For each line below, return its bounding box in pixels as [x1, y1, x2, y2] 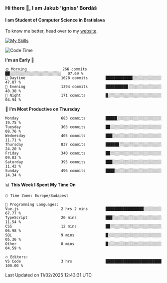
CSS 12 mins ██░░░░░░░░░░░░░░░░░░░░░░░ [5, 224, 162, 229]
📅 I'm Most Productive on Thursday [5, 106, 80, 112]
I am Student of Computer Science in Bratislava [5, 17, 105, 23]
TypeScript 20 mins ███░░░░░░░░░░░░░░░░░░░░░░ [5, 215, 162, 220]
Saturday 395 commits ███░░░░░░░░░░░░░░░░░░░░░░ [5, 159, 162, 164]
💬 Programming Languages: [5, 202, 59, 207]
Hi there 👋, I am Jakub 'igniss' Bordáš [5, 4, 97, 11]
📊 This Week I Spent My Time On [5, 182, 76, 188]
